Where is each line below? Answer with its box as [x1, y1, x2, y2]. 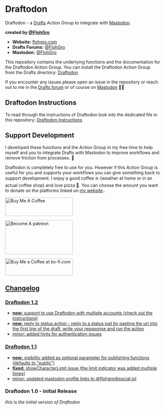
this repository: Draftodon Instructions [5, 117, 83, 123]
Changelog [5, 284, 40, 292]
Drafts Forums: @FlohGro [12, 44, 66, 50]
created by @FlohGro [5, 29, 50, 35]
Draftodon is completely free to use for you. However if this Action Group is [5, 164, 158, 170]
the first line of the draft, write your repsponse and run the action [12, 326, 144, 332]
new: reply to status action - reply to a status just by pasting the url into [12, 321, 158, 327]
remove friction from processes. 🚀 [5, 154, 75, 161]
